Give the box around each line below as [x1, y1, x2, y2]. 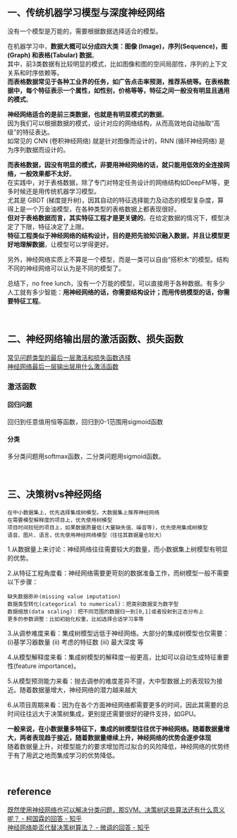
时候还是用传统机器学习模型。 [13, 187, 100, 195]
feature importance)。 [16, 661, 80, 670]
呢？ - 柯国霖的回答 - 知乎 [7, 814, 83, 822]
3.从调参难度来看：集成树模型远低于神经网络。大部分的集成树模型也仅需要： [7, 628, 229, 637]
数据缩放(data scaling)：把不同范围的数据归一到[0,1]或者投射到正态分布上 [7, 608, 205, 615]
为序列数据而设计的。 [7, 145, 69, 154]
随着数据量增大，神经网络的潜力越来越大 [19, 685, 138, 694]
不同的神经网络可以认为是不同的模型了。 [7, 264, 125, 272]
